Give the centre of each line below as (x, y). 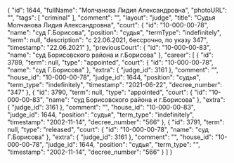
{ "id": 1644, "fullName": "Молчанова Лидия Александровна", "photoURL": (117, 10)
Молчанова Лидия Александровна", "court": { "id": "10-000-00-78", (108, 25)
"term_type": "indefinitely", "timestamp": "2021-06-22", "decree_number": (115, 85)
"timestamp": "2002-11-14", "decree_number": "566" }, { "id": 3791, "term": (116, 122)
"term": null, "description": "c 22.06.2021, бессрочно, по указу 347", (108, 40)
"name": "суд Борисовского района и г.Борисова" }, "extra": (135, 100)
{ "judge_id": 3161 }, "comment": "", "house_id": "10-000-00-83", (101, 107)
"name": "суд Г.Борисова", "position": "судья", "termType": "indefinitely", (114, 32)
